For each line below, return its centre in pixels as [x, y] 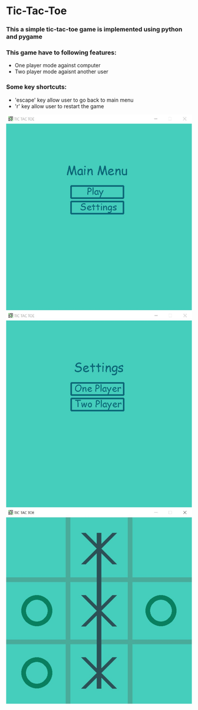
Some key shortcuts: [37, 87]
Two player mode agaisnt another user [62, 71]
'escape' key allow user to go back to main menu [74, 100]
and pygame [24, 37]
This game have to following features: [61, 53]
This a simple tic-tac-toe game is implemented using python [94, 30]
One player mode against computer [58, 66]
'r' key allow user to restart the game [59, 106]
